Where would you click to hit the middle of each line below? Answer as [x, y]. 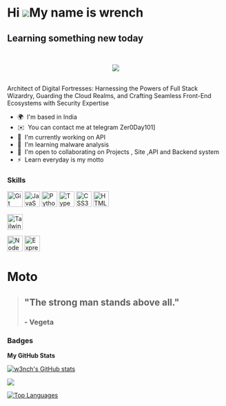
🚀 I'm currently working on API [61, 137]
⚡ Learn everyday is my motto [60, 159]
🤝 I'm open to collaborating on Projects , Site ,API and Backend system [118, 152]
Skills [17, 180]
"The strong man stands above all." [102, 302]
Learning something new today [75, 38]
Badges [20, 340]
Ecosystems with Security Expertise [58, 103]
